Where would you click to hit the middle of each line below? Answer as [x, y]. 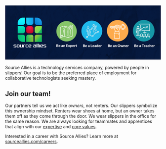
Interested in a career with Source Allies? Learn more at [62, 136]
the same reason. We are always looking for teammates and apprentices [79, 121]
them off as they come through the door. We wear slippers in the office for [81, 116]
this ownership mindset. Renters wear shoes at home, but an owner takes [80, 111]
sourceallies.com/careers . [32, 142]
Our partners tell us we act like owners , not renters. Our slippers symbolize [81, 106]
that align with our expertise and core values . [51, 127]
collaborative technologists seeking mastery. [51, 78]
